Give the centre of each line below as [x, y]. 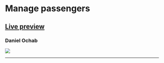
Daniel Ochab [21, 41]
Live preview [25, 27]
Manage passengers [48, 9]
